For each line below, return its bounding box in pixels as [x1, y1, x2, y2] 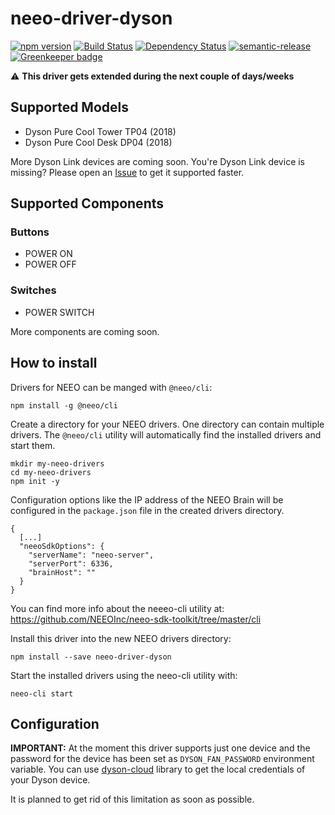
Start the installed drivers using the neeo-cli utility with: [10, 669, 238, 681]
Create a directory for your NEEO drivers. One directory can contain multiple [10, 418, 325, 430]
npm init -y [10, 476, 60, 486]
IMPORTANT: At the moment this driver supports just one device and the [10, 742, 311, 754]
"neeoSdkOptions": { [19, 541, 105, 551]
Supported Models [10, 99, 129, 116]
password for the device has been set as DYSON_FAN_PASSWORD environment [10, 753, 315, 765]
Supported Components [10, 195, 164, 212]
